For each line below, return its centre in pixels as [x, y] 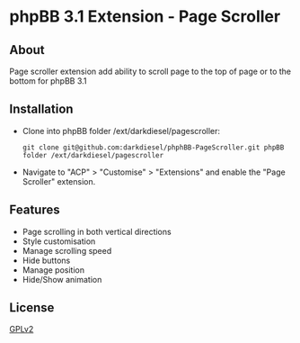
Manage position [53, 270]
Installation [41, 109]
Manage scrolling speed [67, 250]
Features [35, 210]
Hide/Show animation [62, 279]
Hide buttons [46, 260]
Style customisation [59, 241]
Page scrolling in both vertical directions [97, 231]
